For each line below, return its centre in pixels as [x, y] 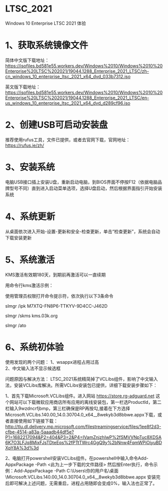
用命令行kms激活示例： [29, 285]
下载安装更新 [18, 237]
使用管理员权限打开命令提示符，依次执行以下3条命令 [59, 296]
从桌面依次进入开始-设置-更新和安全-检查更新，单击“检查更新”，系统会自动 [83, 231]
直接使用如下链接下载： [34, 421]
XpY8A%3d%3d [22, 448]
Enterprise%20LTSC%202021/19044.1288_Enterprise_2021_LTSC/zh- [77, 71]
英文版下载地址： [23, 87]
